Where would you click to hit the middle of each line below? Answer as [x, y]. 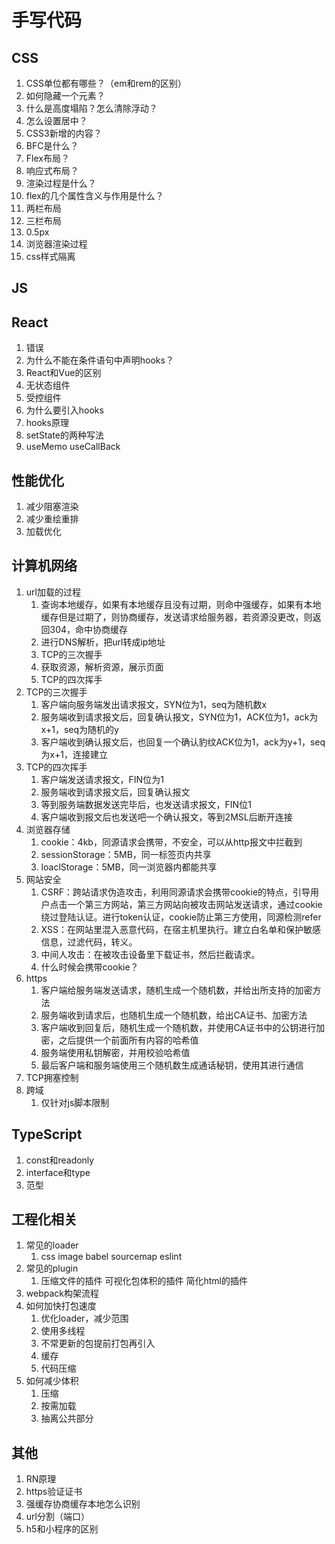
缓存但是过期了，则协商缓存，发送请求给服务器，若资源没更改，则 [176, 617]
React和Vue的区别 [63, 373]
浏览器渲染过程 [56, 244]
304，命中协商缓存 [89, 629]
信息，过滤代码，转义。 [89, 942]
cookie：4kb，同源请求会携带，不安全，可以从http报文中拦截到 [171, 842]
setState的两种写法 [65, 435]
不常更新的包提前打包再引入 [98, 1343]
